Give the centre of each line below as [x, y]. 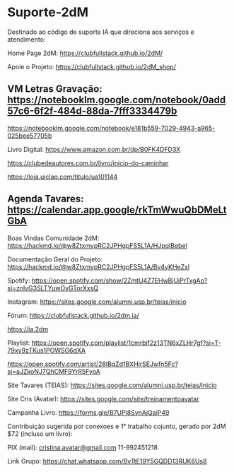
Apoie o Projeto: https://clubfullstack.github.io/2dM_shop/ [92, 66]
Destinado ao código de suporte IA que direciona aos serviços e [101, 32]
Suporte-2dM [48, 12]
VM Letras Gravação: [55, 89]
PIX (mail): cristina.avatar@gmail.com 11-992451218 [82, 447]
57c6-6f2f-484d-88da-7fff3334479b [92, 111]
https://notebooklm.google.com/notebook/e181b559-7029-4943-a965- [111, 128]
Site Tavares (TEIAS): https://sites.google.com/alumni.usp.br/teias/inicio [112, 385]
